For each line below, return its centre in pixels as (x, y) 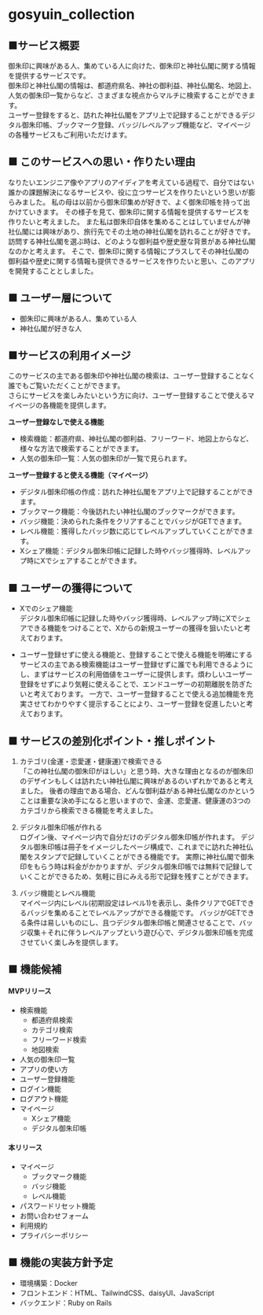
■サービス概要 (44, 45)
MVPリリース (30, 991)
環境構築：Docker (49, 1283)
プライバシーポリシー (54, 1235)
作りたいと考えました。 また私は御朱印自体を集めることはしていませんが (126, 221)
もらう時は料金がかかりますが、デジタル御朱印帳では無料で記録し (140, 866)
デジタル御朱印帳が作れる (61, 827)
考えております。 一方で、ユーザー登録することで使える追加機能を (140, 694)
